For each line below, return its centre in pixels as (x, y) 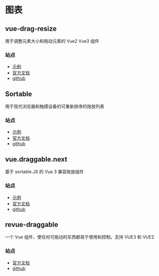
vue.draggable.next (36, 159)
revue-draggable (32, 224)
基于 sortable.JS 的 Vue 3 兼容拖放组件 (45, 172)
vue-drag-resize (31, 28)
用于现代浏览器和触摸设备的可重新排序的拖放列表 (55, 106)
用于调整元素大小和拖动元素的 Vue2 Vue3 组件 (52, 41)
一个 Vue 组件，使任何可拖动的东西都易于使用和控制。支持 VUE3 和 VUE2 (79, 237)
